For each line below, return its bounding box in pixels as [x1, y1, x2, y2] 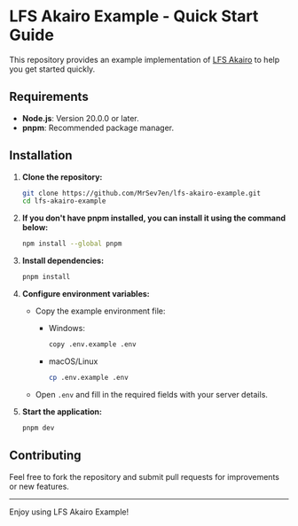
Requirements [9, 89, 89, 104]
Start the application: [21, 406, 103, 417]
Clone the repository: [21, 171, 103, 182]
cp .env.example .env [48, 373, 129, 382]
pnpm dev [21, 423, 55, 432]
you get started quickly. [9, 64, 96, 74]
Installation [9, 148, 73, 163]
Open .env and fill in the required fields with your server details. [35, 389, 269, 399]
